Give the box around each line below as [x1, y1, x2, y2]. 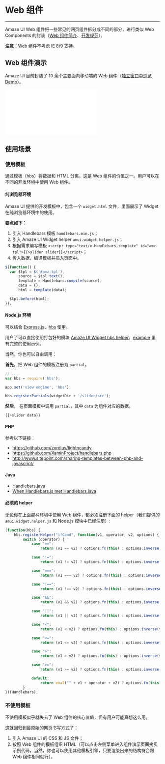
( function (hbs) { [5, 528, 41, 532]
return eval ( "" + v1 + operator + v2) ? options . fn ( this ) [40, 680, 162, 685]
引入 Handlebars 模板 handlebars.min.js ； [12, 230, 99, 236]
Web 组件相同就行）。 [12, 753, 55, 760]
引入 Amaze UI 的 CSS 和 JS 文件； [12, 735, 83, 741]
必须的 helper [5, 500, 33, 506]
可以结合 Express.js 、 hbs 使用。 [5, 324, 70, 330]
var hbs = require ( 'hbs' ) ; [5, 376, 60, 381]
